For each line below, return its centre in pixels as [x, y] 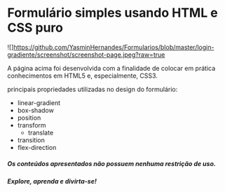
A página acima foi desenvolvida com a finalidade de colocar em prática [111, 68]
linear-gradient [39, 102]
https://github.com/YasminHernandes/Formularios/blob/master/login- [114, 47]
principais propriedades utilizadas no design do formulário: [93, 89]
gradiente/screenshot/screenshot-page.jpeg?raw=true [86, 55]
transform [32, 125]
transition [31, 140]
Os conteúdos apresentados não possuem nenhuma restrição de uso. [111, 163]
